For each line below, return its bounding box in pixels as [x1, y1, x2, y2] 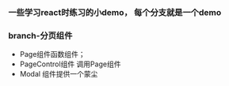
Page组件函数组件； [19, 50, 86, 59]
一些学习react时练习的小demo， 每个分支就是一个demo [8, 6, 222, 17]
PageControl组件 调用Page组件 [19, 59, 121, 69]
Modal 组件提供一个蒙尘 [19, 69, 98, 79]
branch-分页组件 [8, 30, 73, 41]
